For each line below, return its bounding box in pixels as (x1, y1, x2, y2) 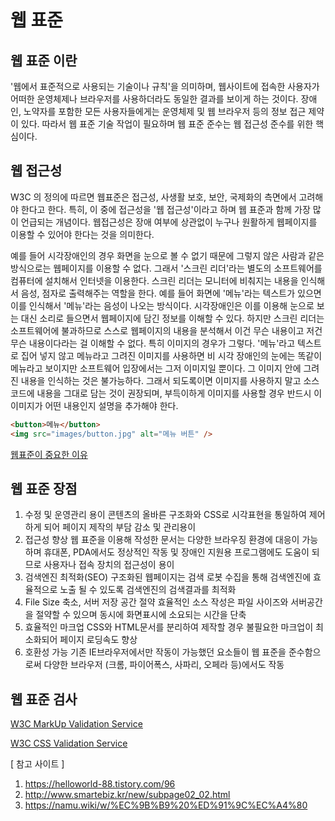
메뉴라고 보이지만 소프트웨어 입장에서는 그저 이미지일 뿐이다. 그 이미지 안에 (10, 362, 302, 374)
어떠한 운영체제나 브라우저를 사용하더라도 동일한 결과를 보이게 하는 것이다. (10, 93, 299, 105)
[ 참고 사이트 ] (10, 758, 65, 770)
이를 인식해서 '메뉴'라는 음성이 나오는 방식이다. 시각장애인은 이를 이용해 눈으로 (10, 299, 315, 311)
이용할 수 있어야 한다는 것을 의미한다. (10, 228, 155, 240)
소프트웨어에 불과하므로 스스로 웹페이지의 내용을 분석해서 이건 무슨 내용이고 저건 (10, 324, 323, 336)
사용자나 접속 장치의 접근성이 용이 (43, 559, 175, 571)
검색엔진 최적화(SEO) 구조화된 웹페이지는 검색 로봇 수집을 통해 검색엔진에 (24, 571, 312, 583)
